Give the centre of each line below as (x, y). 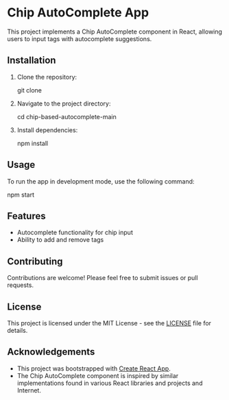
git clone (29, 90)
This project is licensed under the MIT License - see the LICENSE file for (109, 323)
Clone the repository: (47, 77)
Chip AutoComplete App (78, 13)
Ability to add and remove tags (60, 240)
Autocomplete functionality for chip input (75, 233)
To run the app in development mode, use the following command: (101, 181)
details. (17, 330)
